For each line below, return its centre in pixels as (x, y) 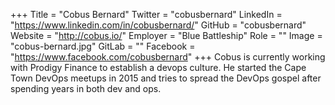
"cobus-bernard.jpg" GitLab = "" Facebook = (103, 46)
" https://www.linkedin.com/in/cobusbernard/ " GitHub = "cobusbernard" (158, 25)
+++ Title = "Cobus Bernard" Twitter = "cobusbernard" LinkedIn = (146, 14)
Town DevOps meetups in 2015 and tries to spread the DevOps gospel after (166, 78)
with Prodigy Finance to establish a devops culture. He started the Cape (158, 67)
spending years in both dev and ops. (86, 88)
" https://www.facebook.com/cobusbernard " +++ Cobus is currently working (168, 57)
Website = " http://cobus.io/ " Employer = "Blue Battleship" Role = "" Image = (166, 35)
